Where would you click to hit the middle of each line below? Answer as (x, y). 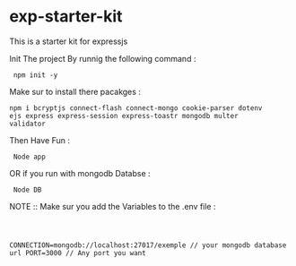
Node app (30, 157)
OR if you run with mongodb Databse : (80, 173)
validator (28, 124)
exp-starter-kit (66, 17)
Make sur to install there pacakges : (75, 91)
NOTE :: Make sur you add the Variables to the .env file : (113, 206)
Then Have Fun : (39, 140)
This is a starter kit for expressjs (69, 41)
